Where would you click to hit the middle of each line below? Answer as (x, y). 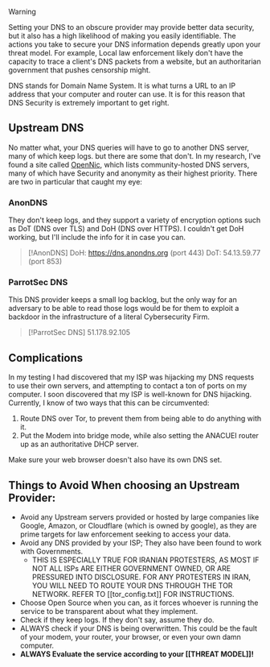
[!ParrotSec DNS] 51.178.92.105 (79, 333)
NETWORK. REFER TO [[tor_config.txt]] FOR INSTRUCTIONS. (133, 594)
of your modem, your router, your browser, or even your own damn (130, 637)
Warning (22, 12)
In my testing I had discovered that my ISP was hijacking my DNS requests (131, 377)
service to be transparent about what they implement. (109, 611)
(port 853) (45, 262)
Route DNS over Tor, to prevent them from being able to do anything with (141, 419)
